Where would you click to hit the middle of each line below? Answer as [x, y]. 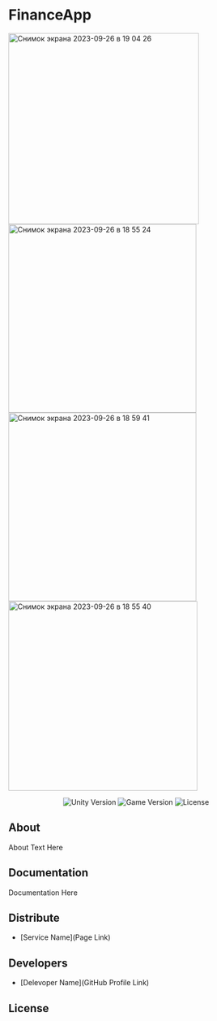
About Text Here [36, 847]
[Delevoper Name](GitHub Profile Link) [85, 983]
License [29, 1008]
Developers [38, 963]
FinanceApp [50, 15]
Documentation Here [43, 893]
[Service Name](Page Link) [65, 937]
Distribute [34, 917]
